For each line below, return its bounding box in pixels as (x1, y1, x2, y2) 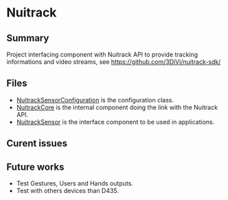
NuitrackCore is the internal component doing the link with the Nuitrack (16, 103, 218, 111)
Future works (6, 161, 65, 173)
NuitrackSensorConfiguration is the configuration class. (16, 96, 174, 104)
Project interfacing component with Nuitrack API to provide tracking (6, 50, 198, 58)
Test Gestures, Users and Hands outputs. (16, 179, 133, 188)
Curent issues (6, 137, 68, 149)
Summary (6, 32, 49, 44)
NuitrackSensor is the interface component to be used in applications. (16, 118, 215, 126)
